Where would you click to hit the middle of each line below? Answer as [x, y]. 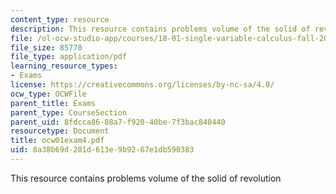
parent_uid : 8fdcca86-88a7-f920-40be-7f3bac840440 [118, 122]
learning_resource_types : [64, 66]
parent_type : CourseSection [69, 112]
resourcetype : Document [60, 131]
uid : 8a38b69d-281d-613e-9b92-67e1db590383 [102, 150]
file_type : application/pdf [69, 57]
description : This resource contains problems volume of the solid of [160, 29]
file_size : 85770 [46, 47]
